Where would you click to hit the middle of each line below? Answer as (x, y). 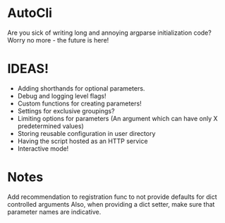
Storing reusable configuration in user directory (86, 133)
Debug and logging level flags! (62, 96)
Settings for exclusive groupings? (66, 110)
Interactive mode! (43, 148)
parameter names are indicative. (54, 212)
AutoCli (30, 13)
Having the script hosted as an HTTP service (83, 141)
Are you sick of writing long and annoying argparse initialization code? (109, 33)
